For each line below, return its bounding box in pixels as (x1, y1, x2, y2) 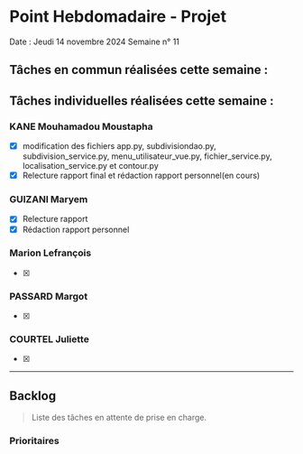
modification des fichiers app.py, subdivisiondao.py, (22, 141, 216, 152)
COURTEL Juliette (9, 333, 90, 346)
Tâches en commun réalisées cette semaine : (9, 62, 269, 78)
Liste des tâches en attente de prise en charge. (31, 412, 207, 423)
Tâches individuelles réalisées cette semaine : (9, 93, 274, 108)
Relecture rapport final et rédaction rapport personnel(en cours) (22, 170, 261, 181)
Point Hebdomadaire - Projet (9, 6, 227, 27)
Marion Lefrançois (9, 246, 92, 259)
